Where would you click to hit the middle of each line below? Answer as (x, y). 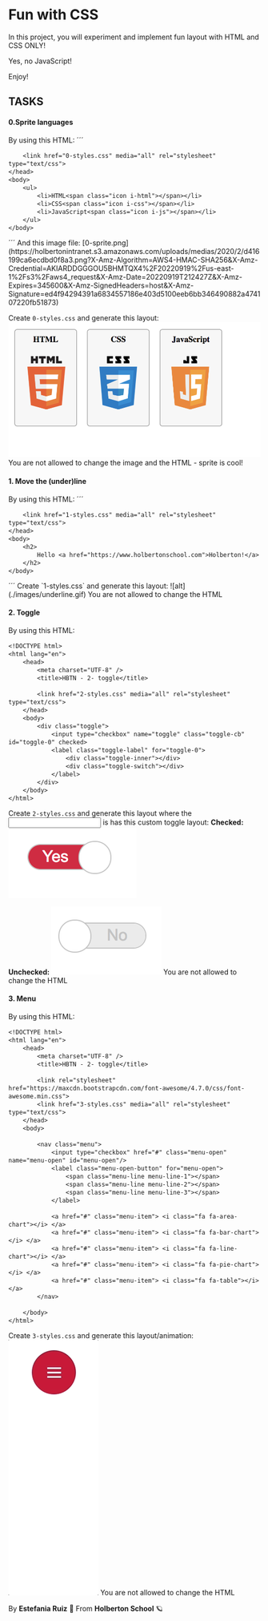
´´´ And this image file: (44, 243)
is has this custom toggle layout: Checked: (173, 822)
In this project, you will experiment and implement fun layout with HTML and (134, 37)
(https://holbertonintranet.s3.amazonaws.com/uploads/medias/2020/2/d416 (134, 251)
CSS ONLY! (27, 45)
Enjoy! (19, 76)
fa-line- (223, 1249)
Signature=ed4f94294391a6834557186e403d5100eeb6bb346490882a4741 (134, 293)
